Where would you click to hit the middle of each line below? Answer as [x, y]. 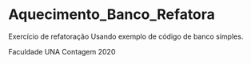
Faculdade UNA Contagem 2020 [62, 51]
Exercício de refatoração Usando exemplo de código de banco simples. [126, 36]
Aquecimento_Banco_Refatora [112, 15]
